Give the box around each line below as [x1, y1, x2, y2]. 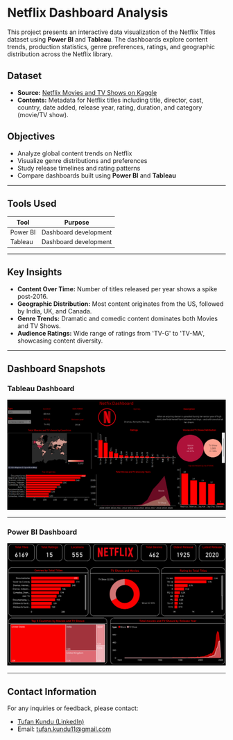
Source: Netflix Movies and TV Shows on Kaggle [17, 88, 157, 96]
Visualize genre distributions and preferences [17, 156, 148, 164]
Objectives [7, 130, 55, 143]
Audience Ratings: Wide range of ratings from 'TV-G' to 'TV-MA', [17, 329, 205, 337]
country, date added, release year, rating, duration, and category [17, 103, 202, 112]
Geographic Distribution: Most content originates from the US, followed [17, 300, 224, 308]
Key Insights [7, 266, 62, 278]
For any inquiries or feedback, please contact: [7, 704, 139, 712]
